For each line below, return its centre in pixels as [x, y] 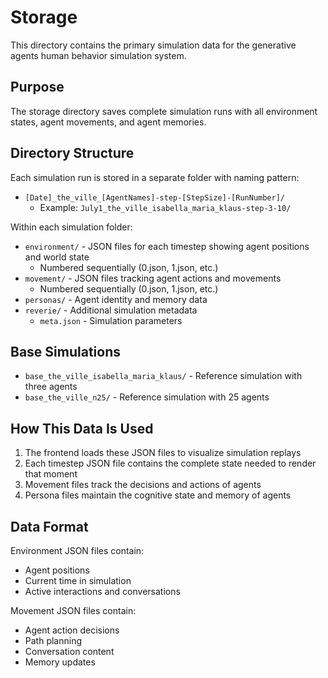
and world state [57, 257]
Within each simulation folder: [71, 227]
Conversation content [69, 651]
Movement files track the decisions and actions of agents [143, 485]
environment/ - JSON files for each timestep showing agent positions [167, 246]
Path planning [53, 640]
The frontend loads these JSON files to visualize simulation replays [163, 453]
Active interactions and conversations [102, 591]
